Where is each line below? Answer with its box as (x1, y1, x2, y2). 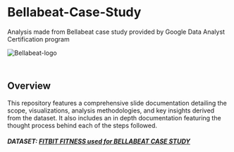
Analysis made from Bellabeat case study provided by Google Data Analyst (7, 27, 226, 36)
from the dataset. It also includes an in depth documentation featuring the (7, 113, 221, 122)
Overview (7, 80, 51, 92)
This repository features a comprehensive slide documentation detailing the (7, 99, 227, 107)
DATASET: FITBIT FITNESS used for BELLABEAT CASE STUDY (7, 137, 190, 146)
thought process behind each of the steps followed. (7, 121, 157, 129)
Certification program (7, 34, 70, 43)
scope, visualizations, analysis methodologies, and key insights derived (7, 106, 215, 115)
